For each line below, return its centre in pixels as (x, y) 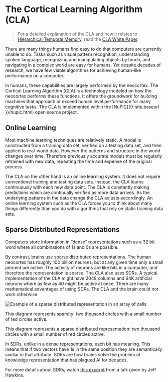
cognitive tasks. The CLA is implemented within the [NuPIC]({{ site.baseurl (82, 107)
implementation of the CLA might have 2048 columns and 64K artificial (78, 278)
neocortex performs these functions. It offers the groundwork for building (81, 96)
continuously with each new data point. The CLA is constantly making (77, 187)
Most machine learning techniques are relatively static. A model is (73, 140)
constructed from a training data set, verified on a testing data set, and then (83, 145)
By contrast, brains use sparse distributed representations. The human (78, 257)
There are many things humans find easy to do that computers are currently (83, 49)
